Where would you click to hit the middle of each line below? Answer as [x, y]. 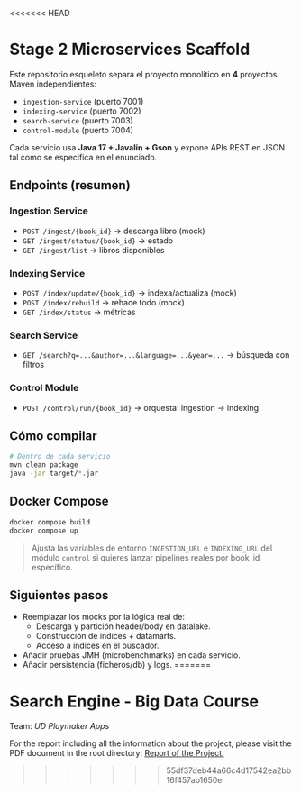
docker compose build [50, 522]
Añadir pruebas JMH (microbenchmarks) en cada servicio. [131, 655]
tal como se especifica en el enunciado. [83, 157]
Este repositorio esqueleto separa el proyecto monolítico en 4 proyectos [143, 74]
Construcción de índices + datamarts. [106, 636]
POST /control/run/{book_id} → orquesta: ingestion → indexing [141, 407]
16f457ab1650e [194, 780]
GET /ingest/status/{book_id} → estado [98, 240]
